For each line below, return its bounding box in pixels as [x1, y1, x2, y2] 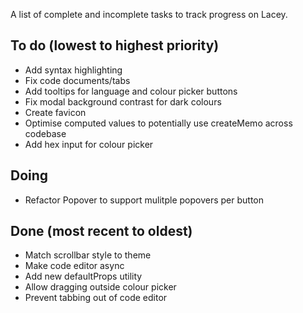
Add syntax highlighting [24, 64, 123, 76]
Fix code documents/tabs [24, 74, 131, 86]
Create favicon [24, 106, 87, 118]
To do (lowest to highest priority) [10, 37, 220, 54]
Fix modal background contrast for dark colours [24, 95, 222, 108]
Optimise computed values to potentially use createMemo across [24, 117, 293, 129]
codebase [24, 127, 67, 139]
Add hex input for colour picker [24, 138, 154, 150]
